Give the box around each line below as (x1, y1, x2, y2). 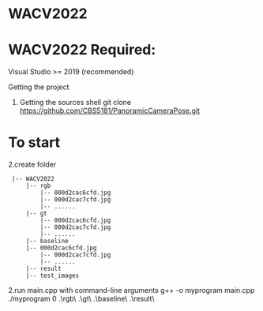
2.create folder (8, 159, 57, 170)
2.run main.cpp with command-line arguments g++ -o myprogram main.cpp (8, 286, 255, 295)
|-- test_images (25, 272, 80, 280)
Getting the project (8, 82, 70, 92)
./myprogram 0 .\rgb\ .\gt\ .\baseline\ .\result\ (8, 294, 156, 304)
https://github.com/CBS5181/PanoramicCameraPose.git (19, 106, 200, 115)
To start (8, 133, 61, 152)
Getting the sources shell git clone (19, 98, 132, 107)
